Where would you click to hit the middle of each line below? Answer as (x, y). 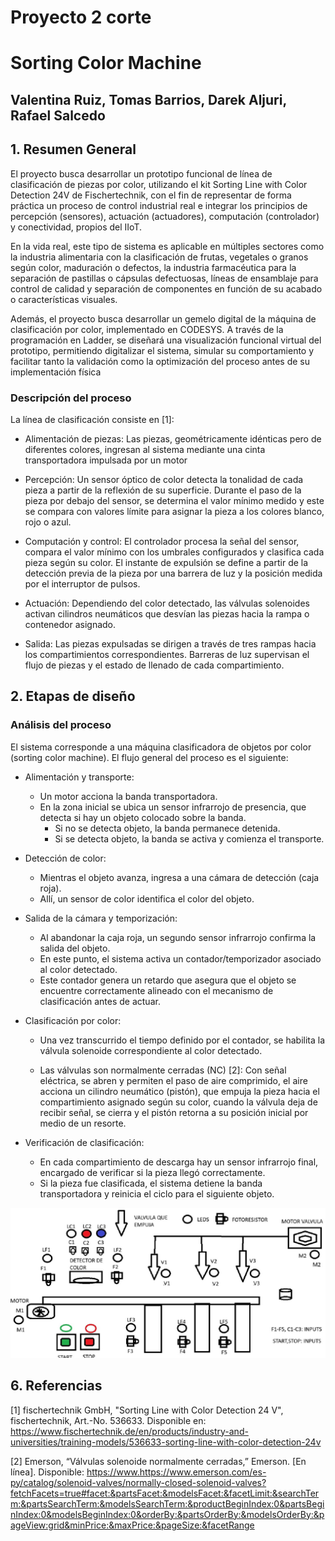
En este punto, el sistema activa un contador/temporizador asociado (180, 958)
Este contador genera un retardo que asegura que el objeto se (168, 980)
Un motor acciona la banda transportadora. (128, 796)
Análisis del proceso (61, 725)
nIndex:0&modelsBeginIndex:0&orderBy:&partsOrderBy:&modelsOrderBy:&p (167, 1514)
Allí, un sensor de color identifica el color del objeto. (147, 898)
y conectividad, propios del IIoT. (76, 227)
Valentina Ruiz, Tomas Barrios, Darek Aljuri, (148, 99)
